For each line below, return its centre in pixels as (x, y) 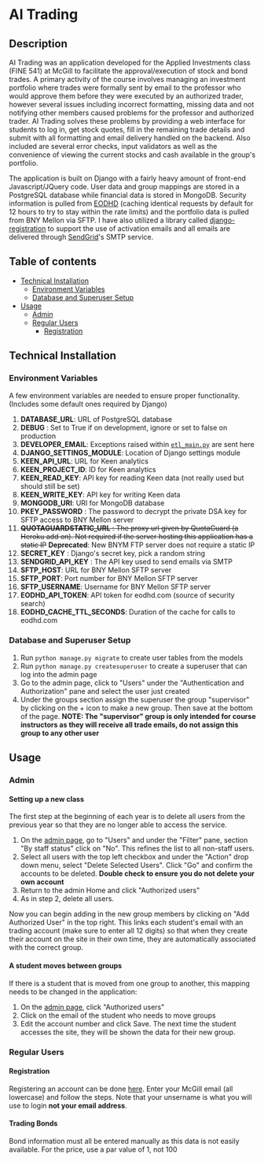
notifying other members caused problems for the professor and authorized (132, 113)
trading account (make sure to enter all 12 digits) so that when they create (128, 931)
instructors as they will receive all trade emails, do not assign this (129, 724)
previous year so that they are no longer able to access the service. (118, 825)
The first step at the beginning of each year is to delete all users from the (127, 817)
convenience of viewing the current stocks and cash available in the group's (132, 155)
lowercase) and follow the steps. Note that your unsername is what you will (130, 1097)
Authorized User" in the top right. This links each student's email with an (126, 922)
